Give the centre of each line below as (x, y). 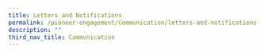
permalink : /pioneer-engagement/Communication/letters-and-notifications (133, 23)
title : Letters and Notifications (65, 15)
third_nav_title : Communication (61, 37)
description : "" (35, 30)
